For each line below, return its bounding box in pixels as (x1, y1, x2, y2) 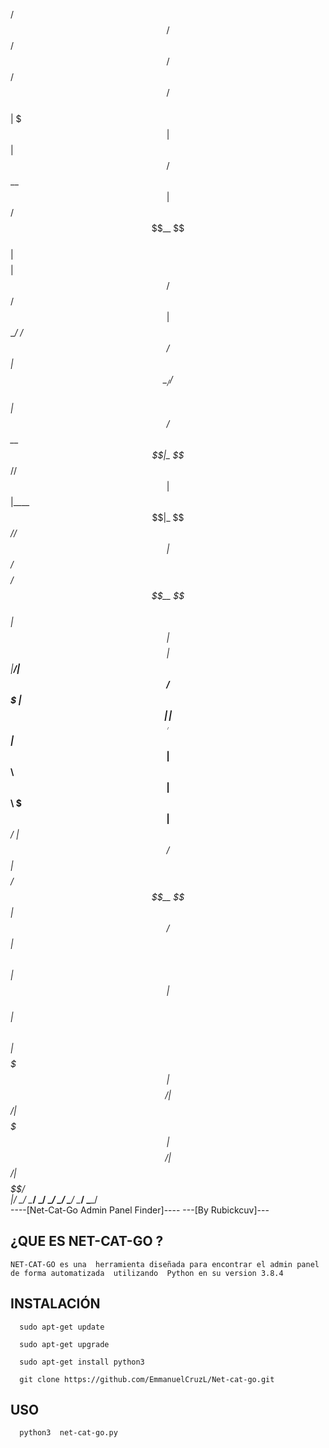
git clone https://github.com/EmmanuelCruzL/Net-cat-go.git (19, 1374, 275, 1384)
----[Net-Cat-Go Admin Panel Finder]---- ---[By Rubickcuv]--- (10, 1204, 270, 1216)
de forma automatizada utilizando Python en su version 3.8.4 (10, 1268, 284, 1278)
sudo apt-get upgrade (19, 1339, 110, 1349)
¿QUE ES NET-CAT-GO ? (10, 1233, 164, 1250)
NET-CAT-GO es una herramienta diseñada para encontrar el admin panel (10, 1259, 320, 1269)
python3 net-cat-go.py (19, 1428, 118, 1438)
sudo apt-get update (19, 1322, 105, 1332)
